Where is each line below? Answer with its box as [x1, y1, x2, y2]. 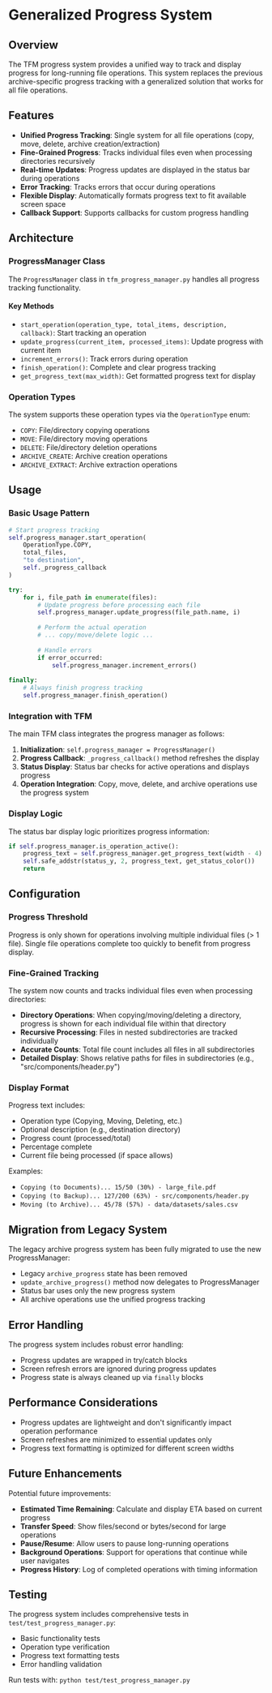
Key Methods [8, 302, 54, 311]
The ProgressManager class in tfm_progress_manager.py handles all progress [8, 274, 260, 284]
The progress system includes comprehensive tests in [8, 1609, 189, 1619]
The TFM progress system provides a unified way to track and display [8, 59, 241, 69]
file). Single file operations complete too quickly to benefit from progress [8, 938, 251, 948]
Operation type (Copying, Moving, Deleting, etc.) [19, 1117, 183, 1126]
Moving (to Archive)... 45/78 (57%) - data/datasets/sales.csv [19, 1201, 239, 1209]
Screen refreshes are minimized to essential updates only [19, 1434, 212, 1444]
